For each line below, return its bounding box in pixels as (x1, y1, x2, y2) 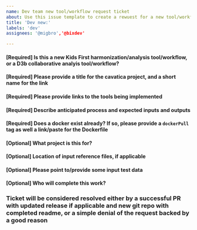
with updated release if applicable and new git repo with (6, 202, 169, 210)
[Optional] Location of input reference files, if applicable (6, 153, 146, 160)
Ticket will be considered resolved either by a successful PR (6, 194, 181, 202)
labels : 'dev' (6, 25, 41, 31)
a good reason (6, 217, 48, 225)
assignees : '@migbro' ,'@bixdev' (6, 31, 85, 36)
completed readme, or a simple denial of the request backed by (6, 209, 189, 217)
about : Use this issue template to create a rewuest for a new (6, 14, 164, 20)
